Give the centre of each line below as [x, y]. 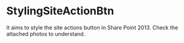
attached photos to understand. [46, 33]
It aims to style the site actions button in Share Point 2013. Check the [92, 27]
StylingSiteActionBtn [60, 11]
